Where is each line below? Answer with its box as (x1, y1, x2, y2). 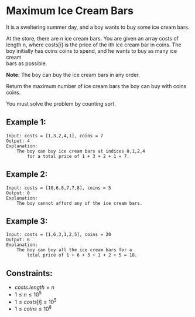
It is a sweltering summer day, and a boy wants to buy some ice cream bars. (6, 23, 190, 31)
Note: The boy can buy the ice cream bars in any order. (6, 71, 140, 78)
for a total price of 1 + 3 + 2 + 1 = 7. (27, 153, 130, 159)
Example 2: (6, 169, 48, 180)
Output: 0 (6, 190, 30, 196)
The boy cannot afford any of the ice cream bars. (16, 200, 143, 206)
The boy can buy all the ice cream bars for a (16, 247, 132, 253)
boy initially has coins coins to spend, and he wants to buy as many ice (6, 47, 177, 54)
